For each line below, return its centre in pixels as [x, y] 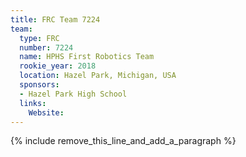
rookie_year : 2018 [58, 66]
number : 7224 [46, 47]
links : [33, 103]
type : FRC [39, 38]
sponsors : [39, 85]
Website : [46, 112]
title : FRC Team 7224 [55, 19]
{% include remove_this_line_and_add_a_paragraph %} [123, 141]
